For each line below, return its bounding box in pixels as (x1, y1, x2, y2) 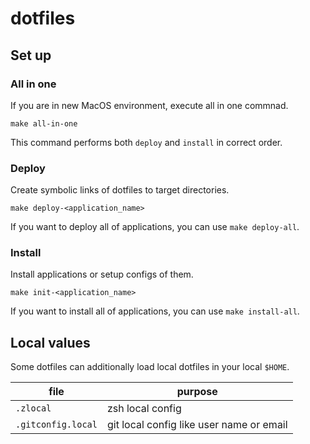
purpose (176, 385, 218, 399)
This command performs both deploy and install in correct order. (10, 136, 283, 148)
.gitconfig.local (15, 419, 98, 431)
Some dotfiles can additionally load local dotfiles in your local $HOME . (10, 361, 290, 373)
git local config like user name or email (106, 418, 288, 432)
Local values (10, 334, 91, 351)
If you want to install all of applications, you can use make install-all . (10, 305, 300, 317)
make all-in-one (10, 118, 78, 129)
